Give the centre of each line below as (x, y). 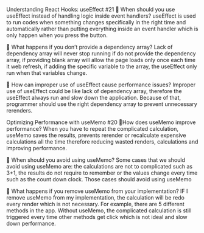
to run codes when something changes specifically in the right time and (96, 22)
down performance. (31, 223)
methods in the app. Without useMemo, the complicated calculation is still (99, 210)
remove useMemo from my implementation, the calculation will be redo (95, 197)
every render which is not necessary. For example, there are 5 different (95, 204)
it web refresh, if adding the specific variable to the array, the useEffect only (102, 66)
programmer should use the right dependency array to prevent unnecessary (102, 104)
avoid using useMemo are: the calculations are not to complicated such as (100, 166)
